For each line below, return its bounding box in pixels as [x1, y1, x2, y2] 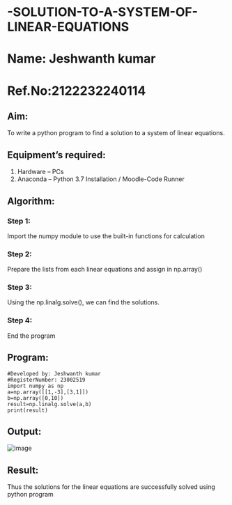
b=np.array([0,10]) [7, 394, 64, 401]
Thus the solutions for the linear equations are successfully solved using [7, 483, 216, 491]
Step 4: [7, 316, 33, 325]
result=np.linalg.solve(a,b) [7, 401, 92, 407]
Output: [7, 426, 42, 437]
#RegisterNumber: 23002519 [7, 376, 86, 383]
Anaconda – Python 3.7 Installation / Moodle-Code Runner [17, 175, 185, 183]
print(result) [7, 407, 49, 414]
